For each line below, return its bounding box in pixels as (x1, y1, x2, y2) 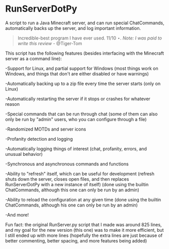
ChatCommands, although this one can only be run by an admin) (5, 187, 140, 193)
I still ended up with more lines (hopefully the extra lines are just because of (5, 232, 163, 238)
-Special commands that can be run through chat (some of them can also (5, 111, 158, 117)
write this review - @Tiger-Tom (17, 40, 82, 46)
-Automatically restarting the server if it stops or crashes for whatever (5, 96, 150, 102)
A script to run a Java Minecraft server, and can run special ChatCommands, (5, 20, 164, 26)
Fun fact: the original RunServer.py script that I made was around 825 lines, (5, 221, 162, 228)
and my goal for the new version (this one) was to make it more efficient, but (5, 227, 164, 233)
